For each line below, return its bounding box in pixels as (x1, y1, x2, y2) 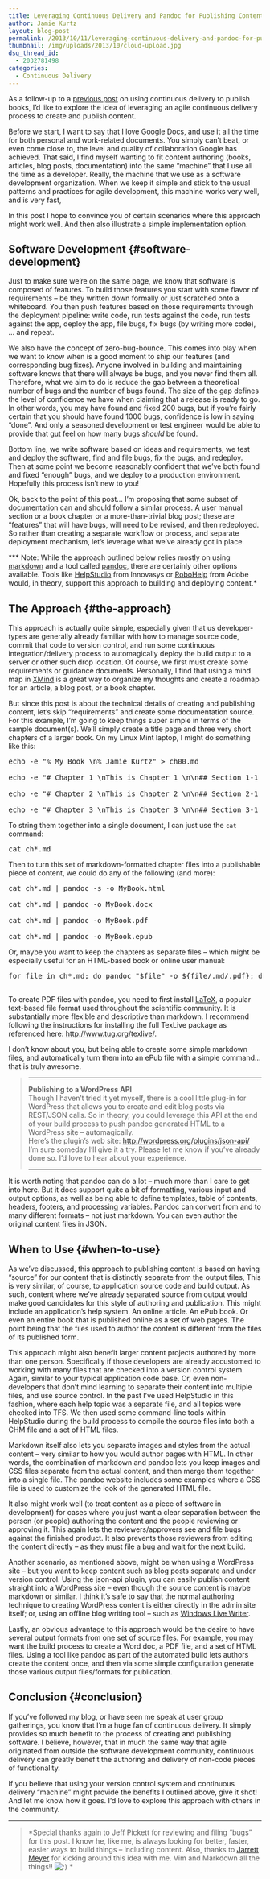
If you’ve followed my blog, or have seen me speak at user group (8, 1711, 223, 1721)
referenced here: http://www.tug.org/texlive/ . (8, 1028, 157, 1039)
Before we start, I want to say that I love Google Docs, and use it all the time (8, 126, 259, 136)
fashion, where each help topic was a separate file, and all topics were (8, 1399, 242, 1409)
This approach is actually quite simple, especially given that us (8, 623, 215, 633)
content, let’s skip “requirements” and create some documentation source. (8, 707, 255, 717)
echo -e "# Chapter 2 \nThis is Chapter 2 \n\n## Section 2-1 (8, 789, 259, 798)
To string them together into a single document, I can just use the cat (8, 821, 237, 830)
